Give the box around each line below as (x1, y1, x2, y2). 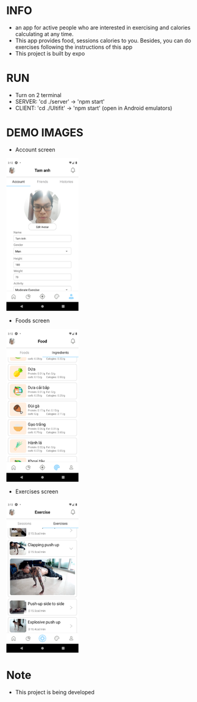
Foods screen (15, 317, 50, 324)
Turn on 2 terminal (15, 91, 62, 98)
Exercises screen (15, 488, 59, 495)
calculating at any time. (15, 30, 74, 37)
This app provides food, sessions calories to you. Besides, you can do (15, 37, 192, 44)
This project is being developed (15, 688, 95, 696)
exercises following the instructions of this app (15, 43, 133, 51)
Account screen (15, 146, 56, 153)
